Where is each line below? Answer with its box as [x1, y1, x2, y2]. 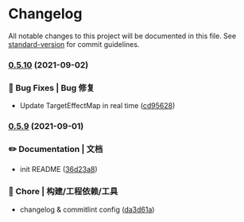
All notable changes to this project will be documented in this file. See [8, 31, 237, 41]
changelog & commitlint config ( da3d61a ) [19, 204, 155, 214]
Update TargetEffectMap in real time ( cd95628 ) [19, 101, 176, 111]
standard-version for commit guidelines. [8, 39, 140, 49]
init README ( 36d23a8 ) [19, 165, 98, 174]
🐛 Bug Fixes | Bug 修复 [8, 82, 95, 93]
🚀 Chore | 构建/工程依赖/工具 [8, 186, 118, 197]
